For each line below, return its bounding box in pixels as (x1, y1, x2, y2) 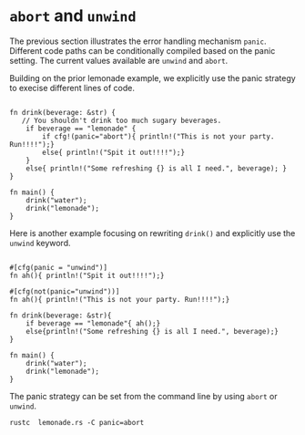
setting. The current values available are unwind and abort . (9, 55, 229, 66)
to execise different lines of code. (9, 82, 135, 93)
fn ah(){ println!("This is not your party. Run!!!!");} (9, 295, 230, 304)
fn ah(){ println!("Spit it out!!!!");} (9, 271, 166, 280)
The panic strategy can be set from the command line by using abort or (9, 390, 278, 401)
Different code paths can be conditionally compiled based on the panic (9, 45, 276, 56)
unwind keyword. (9, 237, 71, 248)
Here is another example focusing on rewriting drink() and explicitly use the (9, 227, 296, 238)
